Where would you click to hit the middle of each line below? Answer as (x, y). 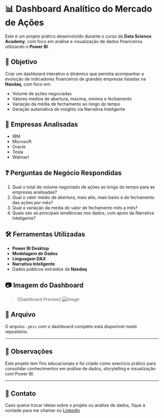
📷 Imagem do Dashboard (44, 285)
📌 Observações (29, 352)
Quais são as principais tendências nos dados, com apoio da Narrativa (83, 213)
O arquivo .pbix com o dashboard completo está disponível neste (71, 326)
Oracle (19, 146)
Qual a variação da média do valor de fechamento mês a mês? (75, 208)
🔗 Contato (20, 394)
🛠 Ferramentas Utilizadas (45, 234)
